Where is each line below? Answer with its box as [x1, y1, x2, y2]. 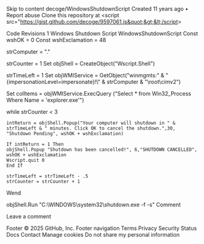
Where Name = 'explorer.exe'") [6, 97, 84, 103]
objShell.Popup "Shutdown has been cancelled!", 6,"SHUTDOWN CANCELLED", [6, 147, 198, 153]
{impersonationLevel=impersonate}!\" [6, 78, 100, 85]
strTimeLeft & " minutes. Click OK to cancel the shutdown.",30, [6, 125, 175, 131]
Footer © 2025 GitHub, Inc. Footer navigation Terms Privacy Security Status [6, 225, 197, 232]
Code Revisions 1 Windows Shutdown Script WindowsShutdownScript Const [6, 30, 199, 37]
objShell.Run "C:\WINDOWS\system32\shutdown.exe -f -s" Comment [6, 201, 181, 208]
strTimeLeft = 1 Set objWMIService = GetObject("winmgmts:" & [6, 72, 164, 78]
